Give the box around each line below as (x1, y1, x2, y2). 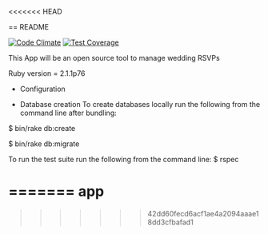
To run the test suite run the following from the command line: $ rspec (8, 155, 239, 164)
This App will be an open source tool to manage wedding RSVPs (8, 54, 220, 62)
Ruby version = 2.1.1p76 (8, 69, 86, 78)
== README (8, 22, 50, 31)
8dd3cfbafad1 (147, 217, 194, 227)
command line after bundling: (19, 108, 118, 117)
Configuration (19, 84, 66, 93)
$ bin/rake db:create (8, 124, 76, 133)
